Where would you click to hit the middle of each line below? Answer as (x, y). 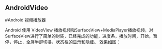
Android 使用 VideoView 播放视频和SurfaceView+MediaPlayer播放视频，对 (79, 30)
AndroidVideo (27, 8)
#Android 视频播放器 (25, 20)
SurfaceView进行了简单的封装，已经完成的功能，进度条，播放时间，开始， (79, 36)
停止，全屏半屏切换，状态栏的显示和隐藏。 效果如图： (67, 42)
